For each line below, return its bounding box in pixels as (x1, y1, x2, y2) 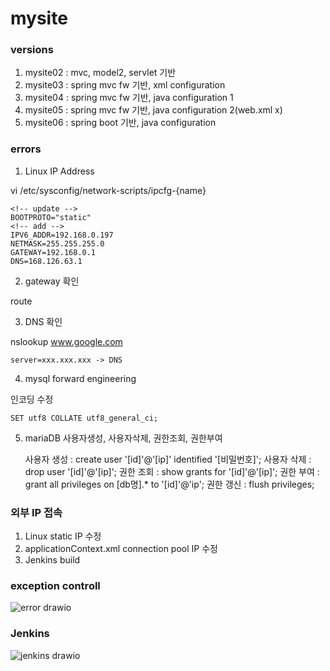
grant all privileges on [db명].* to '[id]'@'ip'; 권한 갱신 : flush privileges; (24, 478, 315, 490)
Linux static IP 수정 (24, 530, 102, 542)
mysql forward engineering (24, 372, 137, 384)
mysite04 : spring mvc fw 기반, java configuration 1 (24, 92, 234, 104)
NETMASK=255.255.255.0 (10, 238, 105, 249)
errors (10, 142, 42, 156)
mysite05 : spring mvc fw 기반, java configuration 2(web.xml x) (24, 104, 283, 116)
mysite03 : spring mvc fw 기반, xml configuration (24, 79, 226, 91)
